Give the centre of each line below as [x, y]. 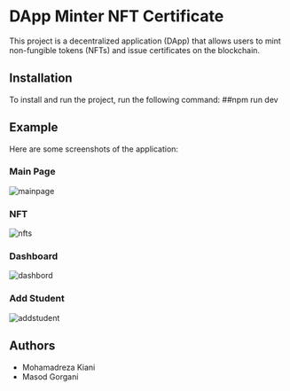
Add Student [37, 299]
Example [34, 127]
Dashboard [34, 256]
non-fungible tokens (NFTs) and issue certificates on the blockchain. [134, 50]
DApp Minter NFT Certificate [117, 16]
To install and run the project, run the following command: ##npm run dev [144, 99]
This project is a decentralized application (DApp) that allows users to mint [145, 41]
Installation [41, 78]
